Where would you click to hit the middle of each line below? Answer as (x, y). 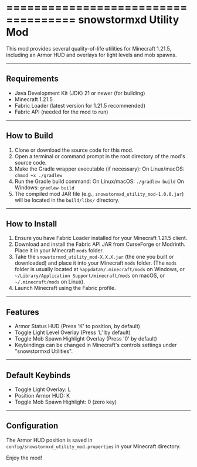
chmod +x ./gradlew (38, 175)
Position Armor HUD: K (42, 396)
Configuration (32, 426)
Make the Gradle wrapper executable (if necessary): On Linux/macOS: (99, 169)
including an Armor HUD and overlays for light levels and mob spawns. (91, 55)
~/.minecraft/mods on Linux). (50, 282)
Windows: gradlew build (44, 187)
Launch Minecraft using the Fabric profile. (65, 288)
